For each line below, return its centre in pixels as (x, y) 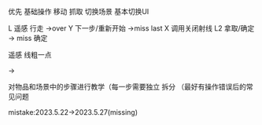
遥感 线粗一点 (30, 55)
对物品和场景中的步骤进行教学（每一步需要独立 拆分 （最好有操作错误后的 (127, 86)
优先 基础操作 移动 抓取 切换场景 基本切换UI (79, 11)
